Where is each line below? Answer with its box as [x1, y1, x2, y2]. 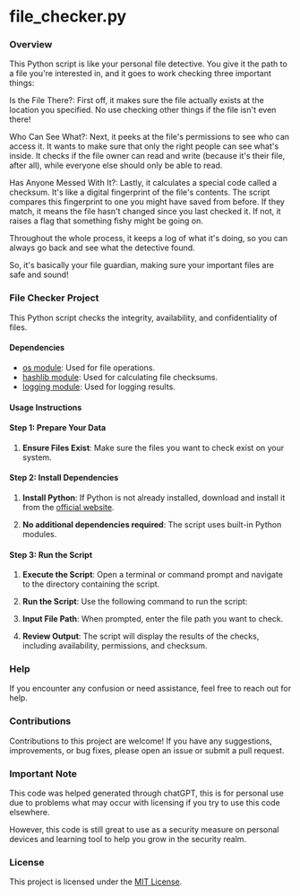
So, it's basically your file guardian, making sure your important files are [9, 260, 275, 271]
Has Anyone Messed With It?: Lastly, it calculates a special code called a [9, 178, 278, 188]
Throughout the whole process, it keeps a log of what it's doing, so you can [9, 233, 288, 244]
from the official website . [21, 501, 115, 512]
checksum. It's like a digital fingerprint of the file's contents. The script [9, 187, 270, 198]
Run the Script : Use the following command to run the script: [21, 596, 248, 607]
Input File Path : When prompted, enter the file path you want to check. [21, 613, 284, 624]
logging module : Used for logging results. [21, 381, 176, 392]
